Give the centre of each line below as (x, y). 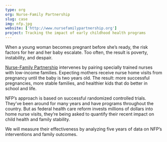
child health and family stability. (38, 119)
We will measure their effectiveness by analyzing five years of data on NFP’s (83, 129)
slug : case (16, 19)
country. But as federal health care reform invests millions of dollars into (79, 109)
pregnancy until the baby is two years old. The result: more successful (78, 78)
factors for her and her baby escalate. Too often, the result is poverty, (77, 52)
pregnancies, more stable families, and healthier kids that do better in (77, 83)
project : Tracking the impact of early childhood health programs (76, 33)
